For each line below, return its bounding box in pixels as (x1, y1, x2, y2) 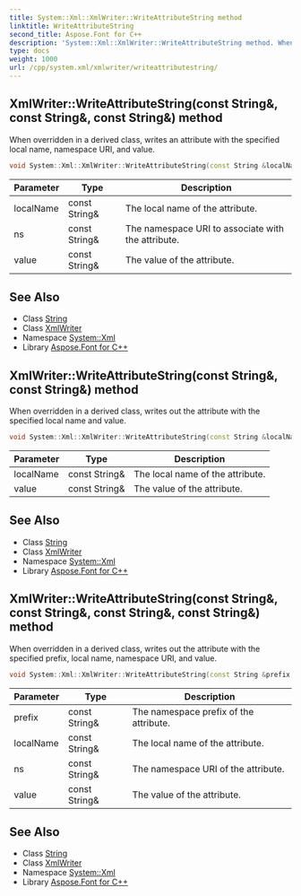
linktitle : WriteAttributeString (9, 22, 134, 30)
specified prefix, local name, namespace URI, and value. (9, 652, 218, 664)
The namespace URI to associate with (125, 222, 285, 234)
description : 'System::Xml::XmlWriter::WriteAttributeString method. (9, 38, 275, 48)
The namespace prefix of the (132, 705, 254, 718)
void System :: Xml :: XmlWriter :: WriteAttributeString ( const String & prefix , (9, 670, 295, 679)
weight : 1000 (9, 55, 58, 64)
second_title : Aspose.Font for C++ (9, 30, 142, 39)
